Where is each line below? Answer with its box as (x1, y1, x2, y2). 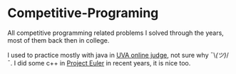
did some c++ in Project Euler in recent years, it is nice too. (17, 58, 191, 67)
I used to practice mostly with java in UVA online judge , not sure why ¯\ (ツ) (7, 51, 227, 59)
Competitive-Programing (7, 5, 159, 21)
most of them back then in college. (7, 36, 110, 44)
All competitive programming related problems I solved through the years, (7, 28, 225, 37)
